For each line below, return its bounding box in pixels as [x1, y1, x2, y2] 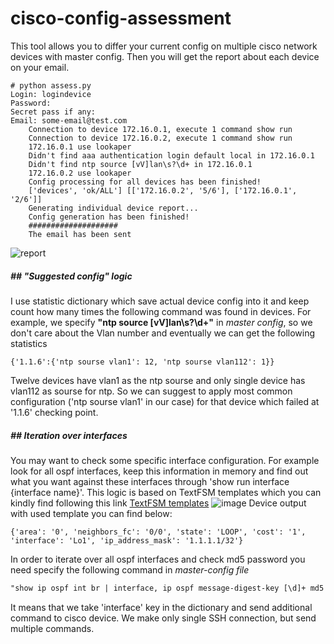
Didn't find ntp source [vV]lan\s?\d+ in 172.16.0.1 [28, 159, 253, 169]
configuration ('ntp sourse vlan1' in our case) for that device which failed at [10, 395, 320, 407]
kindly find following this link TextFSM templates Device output [10, 497, 307, 509]
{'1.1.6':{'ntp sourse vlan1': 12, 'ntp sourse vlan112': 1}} [10, 357, 275, 367]
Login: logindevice [10, 89, 92, 99]
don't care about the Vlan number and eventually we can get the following [10, 327, 316, 339]
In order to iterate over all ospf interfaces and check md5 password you [10, 553, 306, 565]
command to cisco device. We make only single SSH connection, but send [10, 612, 317, 624]
